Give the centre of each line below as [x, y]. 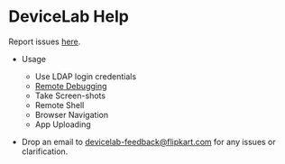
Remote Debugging [71, 86]
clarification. [45, 151]
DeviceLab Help [69, 17]
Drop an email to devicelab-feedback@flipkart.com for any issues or [148, 141]
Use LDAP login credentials [86, 76]
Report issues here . [45, 41]
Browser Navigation [72, 114]
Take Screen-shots [70, 96]
